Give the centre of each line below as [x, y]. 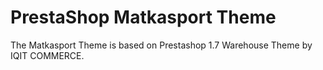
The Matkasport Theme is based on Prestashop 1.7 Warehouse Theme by [161, 45]
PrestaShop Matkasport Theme [143, 17]
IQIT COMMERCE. [47, 55]
